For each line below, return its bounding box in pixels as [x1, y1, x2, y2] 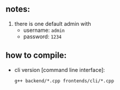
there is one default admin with [14, 20, 91, 27]
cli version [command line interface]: [14, 66, 106, 73]
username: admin [23, 26, 65, 34]
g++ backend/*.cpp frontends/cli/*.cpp [14, 77, 115, 84]
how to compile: [5, 50, 67, 61]
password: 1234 [23, 32, 62, 40]
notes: [5, 4, 31, 14]
